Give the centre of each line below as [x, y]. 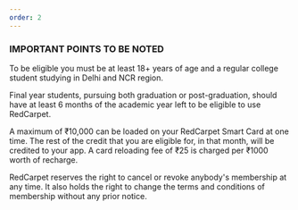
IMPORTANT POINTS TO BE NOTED [87, 48]
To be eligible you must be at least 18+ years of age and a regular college [144, 68]
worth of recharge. [44, 160]
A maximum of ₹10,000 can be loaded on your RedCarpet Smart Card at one [149, 131]
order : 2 [25, 17]
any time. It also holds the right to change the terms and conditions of [137, 186]
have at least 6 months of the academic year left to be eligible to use [135, 105]
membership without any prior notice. [78, 196]
